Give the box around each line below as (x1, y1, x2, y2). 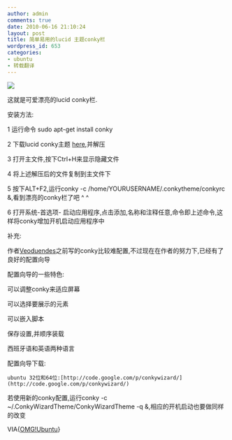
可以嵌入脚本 (7, 314, 44, 323)
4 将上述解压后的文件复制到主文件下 (7, 169, 111, 178)
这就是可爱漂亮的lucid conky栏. (7, 95, 98, 103)
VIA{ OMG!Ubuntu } (7, 425, 61, 433)
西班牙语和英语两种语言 (7, 344, 75, 353)
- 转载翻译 (7, 62, 35, 69)
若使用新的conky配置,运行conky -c (7, 393, 108, 402)
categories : (7, 50, 42, 57)
